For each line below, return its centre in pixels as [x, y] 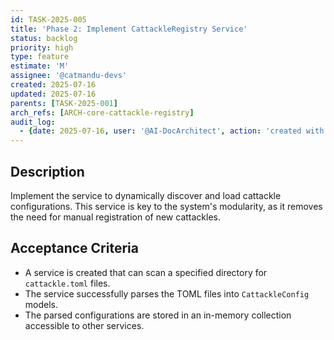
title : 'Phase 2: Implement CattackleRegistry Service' [129, 29]
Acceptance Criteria [74, 248]
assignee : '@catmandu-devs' [69, 76]
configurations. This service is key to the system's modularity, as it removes [166, 206]
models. [41, 304]
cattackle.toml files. [67, 283]
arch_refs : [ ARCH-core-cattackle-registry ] [102, 112]
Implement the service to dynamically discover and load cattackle [146, 195]
